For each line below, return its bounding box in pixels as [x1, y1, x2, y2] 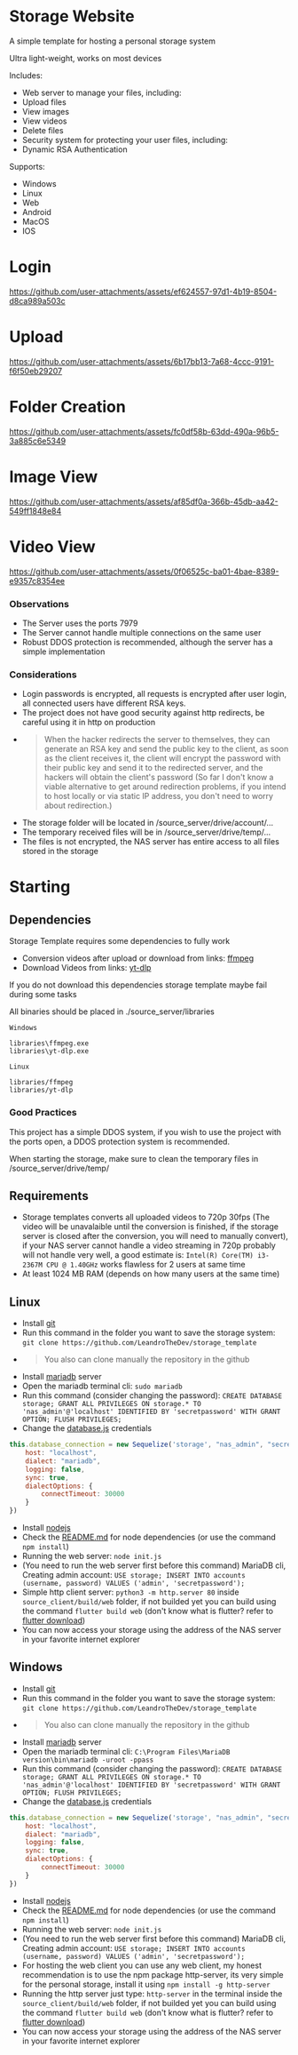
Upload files [21, 96, 67, 108]
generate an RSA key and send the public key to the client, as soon [43, 744, 289, 755]
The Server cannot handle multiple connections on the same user [21, 627, 262, 637]
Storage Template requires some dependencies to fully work [9, 936, 231, 947]
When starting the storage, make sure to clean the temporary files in [9, 1153, 259, 1163]
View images [21, 106, 69, 116]
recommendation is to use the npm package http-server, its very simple [21, 1969, 284, 1979]
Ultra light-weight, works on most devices [9, 52, 162, 63]
